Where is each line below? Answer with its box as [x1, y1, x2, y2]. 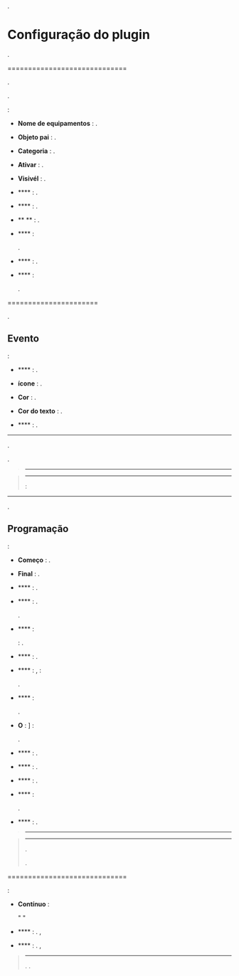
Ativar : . [17, 160, 44, 169]
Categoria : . [17, 147, 55, 155]
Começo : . [17, 556, 51, 564]
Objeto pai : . [17, 132, 57, 141]
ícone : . [17, 379, 43, 388]
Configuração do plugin [7, 27, 151, 43]
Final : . [17, 569, 41, 578]
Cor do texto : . [17, 406, 63, 415]
